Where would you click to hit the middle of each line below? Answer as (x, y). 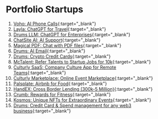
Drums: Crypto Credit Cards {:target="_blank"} (62, 56)
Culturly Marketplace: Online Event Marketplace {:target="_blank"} (83, 78)
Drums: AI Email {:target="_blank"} (49, 51)
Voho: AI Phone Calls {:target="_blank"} (55, 24)
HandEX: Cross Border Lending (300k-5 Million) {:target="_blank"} (83, 89)
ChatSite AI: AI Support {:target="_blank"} (57, 40)
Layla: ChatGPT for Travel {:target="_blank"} (60, 29)
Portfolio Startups (45, 9)
